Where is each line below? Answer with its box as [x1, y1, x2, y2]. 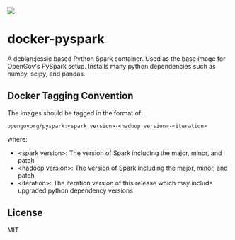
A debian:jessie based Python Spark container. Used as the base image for [7, 54, 226, 63]
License [7, 207, 43, 219]
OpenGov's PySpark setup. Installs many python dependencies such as [7, 62, 216, 70]
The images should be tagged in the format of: [7, 108, 143, 117]
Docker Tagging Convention [7, 90, 134, 102]
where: [7, 135, 28, 143]
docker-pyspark [7, 31, 105, 47]
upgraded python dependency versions [17, 186, 133, 195]
